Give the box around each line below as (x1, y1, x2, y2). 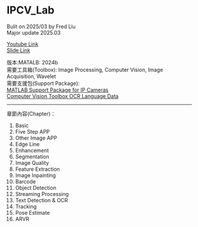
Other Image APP (15, 134, 58, 141)
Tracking (15, 203, 37, 210)
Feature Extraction (15, 165, 61, 172)
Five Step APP (15, 128, 50, 135)
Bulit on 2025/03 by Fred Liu (6, 23, 76, 30)
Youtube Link (6, 40, 39, 48)
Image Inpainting (15, 171, 56, 179)
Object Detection (15, 184, 56, 191)
